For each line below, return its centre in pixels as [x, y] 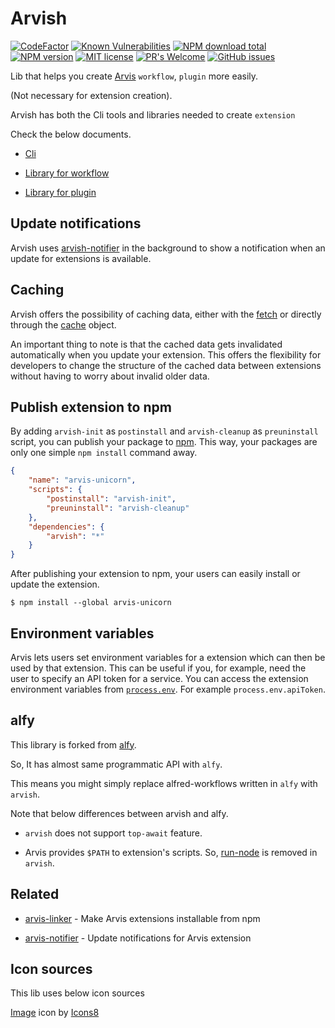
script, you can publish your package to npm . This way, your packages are [164, 442]
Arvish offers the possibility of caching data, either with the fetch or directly [166, 314]
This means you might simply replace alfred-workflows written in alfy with [164, 783]
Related [35, 894]
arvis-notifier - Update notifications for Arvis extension [138, 938]
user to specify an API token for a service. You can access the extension [159, 678]
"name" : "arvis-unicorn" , [82, 480]
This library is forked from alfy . [73, 744]
